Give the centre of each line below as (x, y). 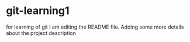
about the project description (41, 33)
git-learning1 (38, 11)
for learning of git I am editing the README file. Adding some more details (95, 27)
